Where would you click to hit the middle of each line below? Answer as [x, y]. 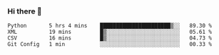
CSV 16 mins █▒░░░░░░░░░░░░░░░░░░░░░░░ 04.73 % [110, 38]
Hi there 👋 [25, 11]
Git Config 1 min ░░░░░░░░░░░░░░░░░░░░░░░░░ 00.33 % [110, 44]
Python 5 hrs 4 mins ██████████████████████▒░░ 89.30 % [110, 26]
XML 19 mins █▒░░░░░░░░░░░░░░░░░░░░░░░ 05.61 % [110, 32]
